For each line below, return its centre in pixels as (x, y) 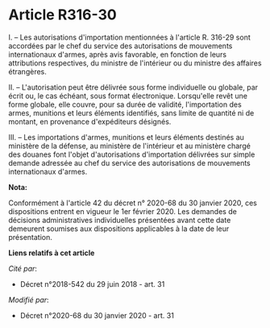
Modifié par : (29, 300)
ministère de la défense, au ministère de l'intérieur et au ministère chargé (130, 145)
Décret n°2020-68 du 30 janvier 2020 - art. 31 (97, 315)
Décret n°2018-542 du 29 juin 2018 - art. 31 (92, 284)
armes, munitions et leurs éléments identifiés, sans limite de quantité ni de (131, 113)
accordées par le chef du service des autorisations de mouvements (120, 45)
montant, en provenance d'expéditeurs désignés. (90, 121)
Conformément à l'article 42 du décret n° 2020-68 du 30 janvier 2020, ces (133, 203)
